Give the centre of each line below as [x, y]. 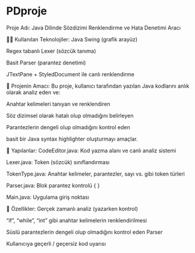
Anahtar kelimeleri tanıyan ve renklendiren [58, 104]
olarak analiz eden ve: [33, 92]
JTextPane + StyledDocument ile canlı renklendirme [70, 74]
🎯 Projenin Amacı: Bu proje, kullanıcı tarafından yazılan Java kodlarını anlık [98, 86]
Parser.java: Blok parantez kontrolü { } [53, 185]
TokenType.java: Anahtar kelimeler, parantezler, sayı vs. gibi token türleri [95, 174]
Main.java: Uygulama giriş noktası [48, 197]
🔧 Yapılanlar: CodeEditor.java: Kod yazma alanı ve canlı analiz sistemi [91, 150]
